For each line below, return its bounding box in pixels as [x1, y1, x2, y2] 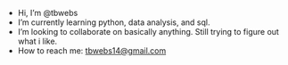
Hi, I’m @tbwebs [17, 8, 78, 18]
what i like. [17, 36, 58, 46]
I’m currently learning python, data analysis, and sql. [17, 17, 210, 28]
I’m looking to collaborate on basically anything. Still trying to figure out [17, 27, 279, 37]
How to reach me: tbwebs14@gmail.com [17, 45, 167, 56]
